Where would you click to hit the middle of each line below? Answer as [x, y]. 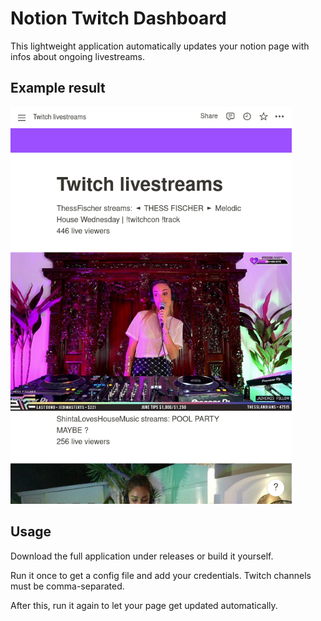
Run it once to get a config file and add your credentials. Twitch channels [161, 575]
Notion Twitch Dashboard [118, 18]
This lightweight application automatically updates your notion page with [160, 46]
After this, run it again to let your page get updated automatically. [144, 605]
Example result [58, 88]
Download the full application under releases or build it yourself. [142, 556]
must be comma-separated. [67, 586]
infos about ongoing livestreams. [78, 56]
